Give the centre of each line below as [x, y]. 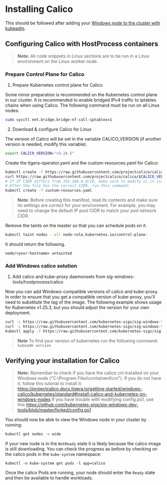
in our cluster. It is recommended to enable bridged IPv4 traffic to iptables [81, 100]
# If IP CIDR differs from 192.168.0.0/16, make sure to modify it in [80, 181]
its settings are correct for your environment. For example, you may [86, 205]
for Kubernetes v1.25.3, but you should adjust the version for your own [77, 308]
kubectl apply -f [23, 331]
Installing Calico [39, 9]
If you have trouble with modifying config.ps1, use [103, 399]
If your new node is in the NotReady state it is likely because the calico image [83, 443]
